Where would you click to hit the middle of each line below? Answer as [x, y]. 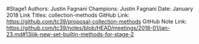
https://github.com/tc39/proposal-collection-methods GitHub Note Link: [97, 21]
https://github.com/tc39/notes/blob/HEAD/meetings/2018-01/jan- [88, 28]
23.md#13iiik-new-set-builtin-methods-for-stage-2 [70, 34]
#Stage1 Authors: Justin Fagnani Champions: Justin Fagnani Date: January [100, 9]
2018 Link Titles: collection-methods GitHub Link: [68, 15]
